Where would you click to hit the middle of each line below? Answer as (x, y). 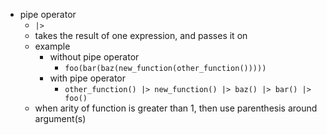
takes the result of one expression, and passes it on (141, 35)
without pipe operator (94, 57)
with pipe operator (88, 78)
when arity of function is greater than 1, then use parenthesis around (176, 108)
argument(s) (60, 118)
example (52, 46)
